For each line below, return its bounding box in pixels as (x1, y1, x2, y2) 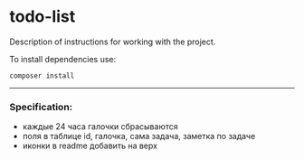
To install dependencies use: (9, 53, 117, 64)
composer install (9, 71, 75, 80)
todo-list (9, 6, 76, 27)
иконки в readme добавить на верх (22, 140, 158, 151)
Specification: (9, 100, 73, 113)
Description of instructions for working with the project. (9, 36, 216, 47)
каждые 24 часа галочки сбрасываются (22, 121, 178, 132)
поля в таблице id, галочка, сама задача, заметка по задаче (22, 131, 256, 142)
